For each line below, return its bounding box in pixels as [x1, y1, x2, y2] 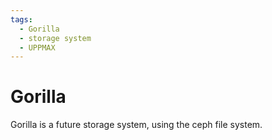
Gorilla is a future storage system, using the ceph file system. [10, 119, 263, 131]
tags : [10, 14, 33, 25]
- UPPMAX [19, 42, 56, 53]
